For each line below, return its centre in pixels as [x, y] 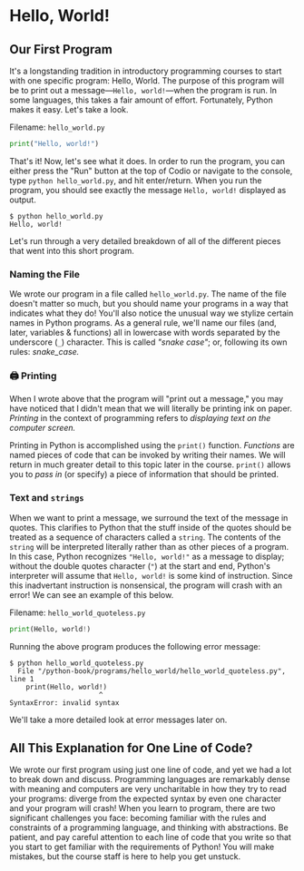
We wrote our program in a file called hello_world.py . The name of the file [148, 294]
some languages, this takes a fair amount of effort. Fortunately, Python [142, 100]
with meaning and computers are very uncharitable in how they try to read [148, 789]
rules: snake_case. [44, 352]
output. [23, 200]
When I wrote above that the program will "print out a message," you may [147, 399]
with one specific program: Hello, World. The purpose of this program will [147, 81]
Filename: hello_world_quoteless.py [78, 612]
